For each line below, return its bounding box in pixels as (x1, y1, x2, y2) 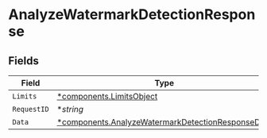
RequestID (12, 105, 49, 113)
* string (56, 104, 84, 114)
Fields (8, 54, 40, 67)
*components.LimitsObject (56, 91, 158, 102)
